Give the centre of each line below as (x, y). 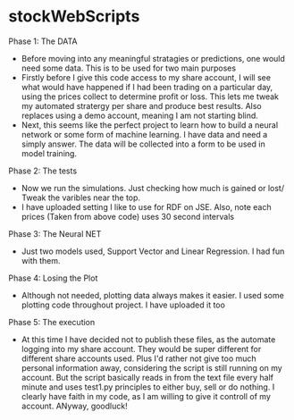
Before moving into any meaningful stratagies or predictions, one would (153, 58)
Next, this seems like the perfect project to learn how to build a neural (150, 125)
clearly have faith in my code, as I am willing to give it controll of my (146, 396)
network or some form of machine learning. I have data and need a (144, 134)
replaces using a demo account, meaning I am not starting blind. (139, 115)
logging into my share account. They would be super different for (141, 349)
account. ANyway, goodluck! (74, 406)
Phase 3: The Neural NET (55, 233)
